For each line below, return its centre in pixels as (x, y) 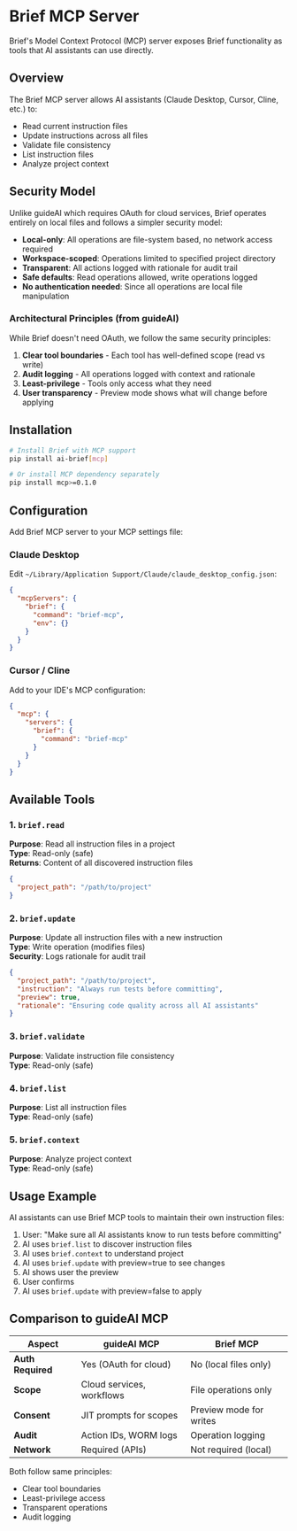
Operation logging (227, 1434)
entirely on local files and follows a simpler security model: (116, 222)
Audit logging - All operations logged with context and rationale (138, 374)
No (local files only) (231, 1364)
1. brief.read (37, 824)
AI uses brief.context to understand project (103, 1254)
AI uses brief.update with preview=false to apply (111, 1291)
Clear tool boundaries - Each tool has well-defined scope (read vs (143, 355)
